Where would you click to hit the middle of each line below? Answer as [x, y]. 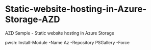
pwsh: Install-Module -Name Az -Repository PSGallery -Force [67, 42]
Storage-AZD [33, 19]
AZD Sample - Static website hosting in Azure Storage [60, 33]
